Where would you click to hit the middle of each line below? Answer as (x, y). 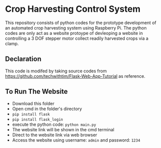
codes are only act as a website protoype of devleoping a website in (74, 33)
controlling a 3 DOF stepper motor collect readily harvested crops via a (77, 38)
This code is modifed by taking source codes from (56, 71)
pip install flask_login (38, 119)
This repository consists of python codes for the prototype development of (81, 23)
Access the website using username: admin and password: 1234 (76, 140)
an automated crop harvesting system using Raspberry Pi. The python (76, 28)
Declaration (23, 59)
